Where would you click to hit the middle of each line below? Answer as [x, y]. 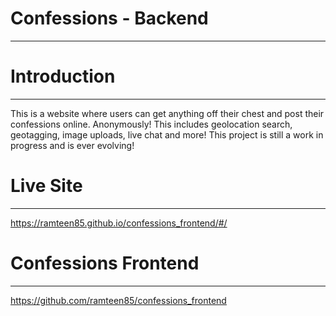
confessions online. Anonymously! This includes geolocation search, [151, 124]
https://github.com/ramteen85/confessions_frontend [118, 300]
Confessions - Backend [109, 18]
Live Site [46, 186]
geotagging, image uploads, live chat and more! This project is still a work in [167, 134]
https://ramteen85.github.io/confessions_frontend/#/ [119, 223]
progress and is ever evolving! [72, 145]
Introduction [63, 76]
